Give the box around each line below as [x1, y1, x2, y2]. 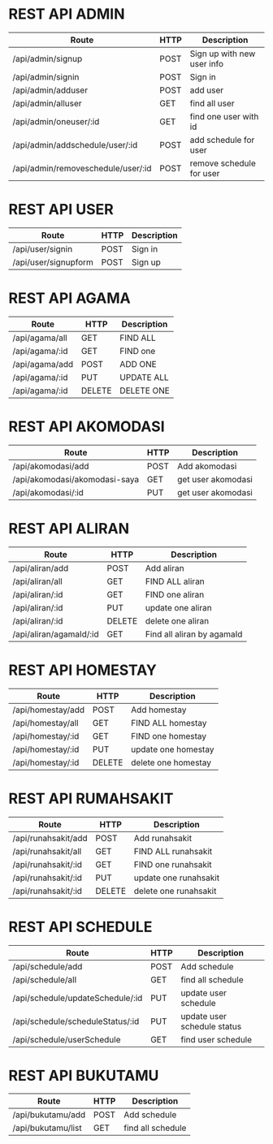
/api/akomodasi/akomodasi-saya [12, 473, 140, 485]
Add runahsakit [133, 832, 193, 844]
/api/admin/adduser [12, 84, 88, 96]
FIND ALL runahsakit [133, 845, 213, 857]
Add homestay [131, 704, 187, 715]
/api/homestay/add [12, 704, 85, 715]
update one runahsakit [133, 872, 220, 883]
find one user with [189, 110, 259, 122]
